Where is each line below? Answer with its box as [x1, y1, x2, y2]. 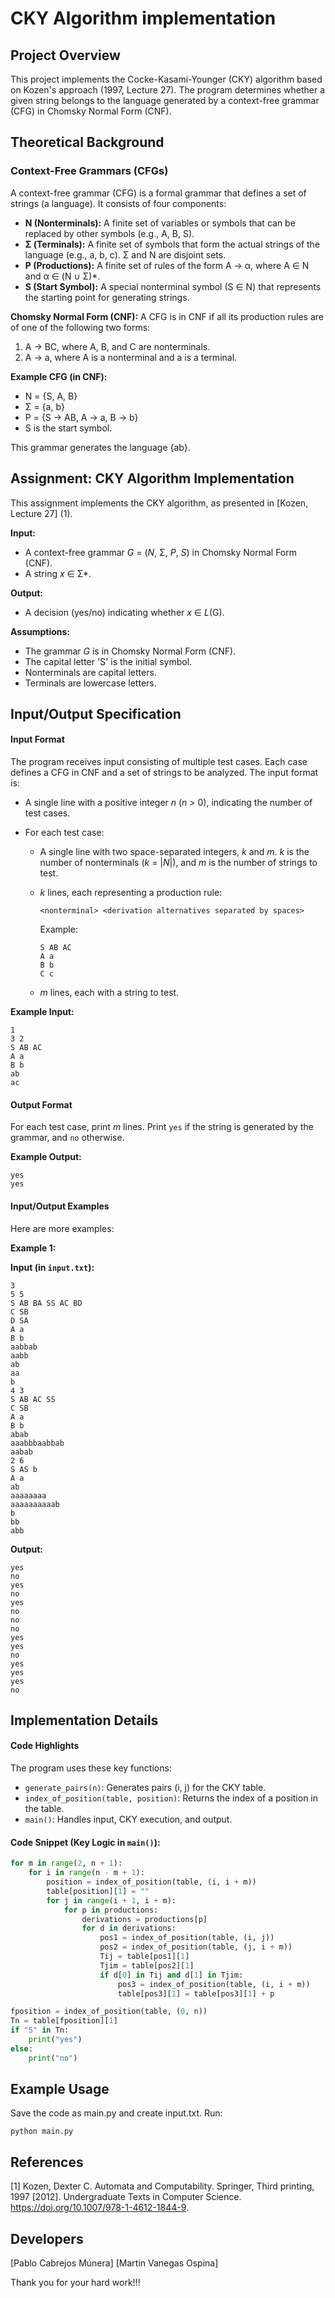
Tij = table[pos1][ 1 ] [99, 1952, 190, 1962]
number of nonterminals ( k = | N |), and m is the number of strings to [39, 857, 318, 869]
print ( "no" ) [28, 2053, 78, 2063]
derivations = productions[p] [81, 1914, 208, 1924]
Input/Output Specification [10, 705, 182, 722]
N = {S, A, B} [24, 390, 78, 402]
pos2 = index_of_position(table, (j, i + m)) [99, 1942, 293, 1952]
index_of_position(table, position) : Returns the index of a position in [24, 1792, 319, 1804]
